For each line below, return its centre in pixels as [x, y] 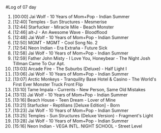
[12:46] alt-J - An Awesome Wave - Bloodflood [60, 32]
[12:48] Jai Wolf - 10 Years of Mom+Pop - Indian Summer [71, 37]
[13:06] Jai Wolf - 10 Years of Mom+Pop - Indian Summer [71, 74]
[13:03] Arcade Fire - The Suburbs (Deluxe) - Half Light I [70, 69]
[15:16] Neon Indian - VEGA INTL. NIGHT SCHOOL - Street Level [77, 126]
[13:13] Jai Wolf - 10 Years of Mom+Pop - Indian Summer [70, 95]
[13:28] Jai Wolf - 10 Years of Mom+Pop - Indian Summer [71, 121]
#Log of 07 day [21, 7]
